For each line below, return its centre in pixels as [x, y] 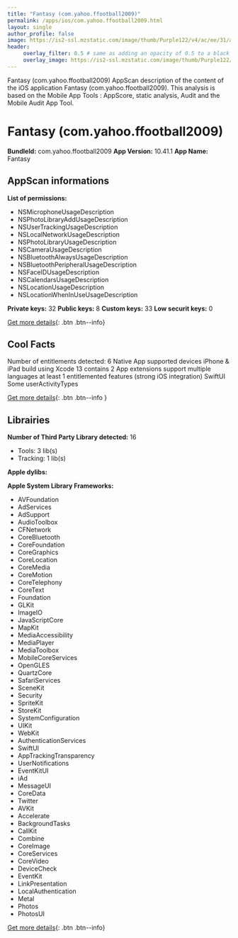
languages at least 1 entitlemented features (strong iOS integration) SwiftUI [116, 376]
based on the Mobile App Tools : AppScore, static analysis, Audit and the [114, 95]
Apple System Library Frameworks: [61, 486]
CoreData [32, 793]
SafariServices [39, 681]
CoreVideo [33, 861]
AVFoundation [38, 500]
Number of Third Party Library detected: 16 [72, 437]
